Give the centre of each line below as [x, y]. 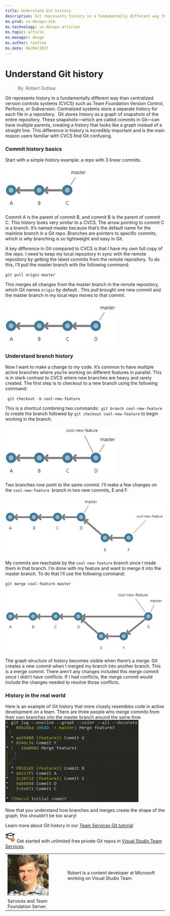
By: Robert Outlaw [37, 88]
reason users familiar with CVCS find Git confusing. [59, 136]
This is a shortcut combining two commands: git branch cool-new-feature [84, 408]
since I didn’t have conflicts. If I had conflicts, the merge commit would [79, 677]
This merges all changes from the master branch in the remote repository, [82, 284]
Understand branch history [39, 356]
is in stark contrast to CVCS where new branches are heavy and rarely [78, 378]
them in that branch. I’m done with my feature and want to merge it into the [83, 568]
